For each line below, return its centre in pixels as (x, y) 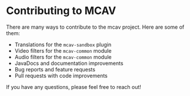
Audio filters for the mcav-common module (63, 57)
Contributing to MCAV (61, 11)
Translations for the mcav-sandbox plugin (63, 44)
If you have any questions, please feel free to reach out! (74, 87)
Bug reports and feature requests (55, 69)
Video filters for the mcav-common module (63, 50)
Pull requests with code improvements (61, 76)
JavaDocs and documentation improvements (69, 63)
